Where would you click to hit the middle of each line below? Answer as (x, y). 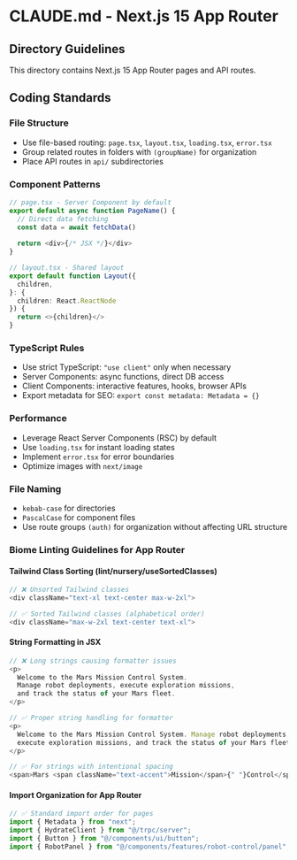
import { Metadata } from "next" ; (73, 822)
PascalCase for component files (79, 518)
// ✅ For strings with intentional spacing (91, 767)
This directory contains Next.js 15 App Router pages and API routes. (133, 70)
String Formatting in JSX (55, 642)
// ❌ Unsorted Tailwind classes (69, 590)
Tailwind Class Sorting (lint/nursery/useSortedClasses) (114, 571)
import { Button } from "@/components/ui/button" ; (104, 839)
